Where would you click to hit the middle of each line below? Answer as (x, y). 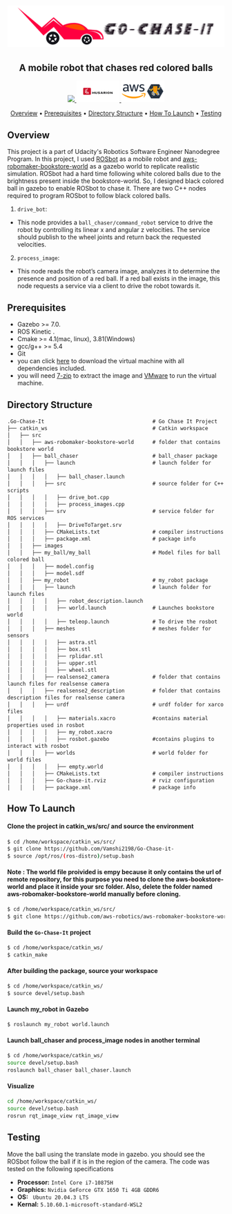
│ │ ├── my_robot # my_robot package (108, 580)
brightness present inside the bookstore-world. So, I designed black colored (116, 181)
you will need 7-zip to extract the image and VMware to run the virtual (117, 376)
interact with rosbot (38, 746)
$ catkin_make (28, 955)
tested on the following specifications (60, 1168)
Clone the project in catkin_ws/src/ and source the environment (100, 826)
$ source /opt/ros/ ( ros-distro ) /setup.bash (71, 856)
